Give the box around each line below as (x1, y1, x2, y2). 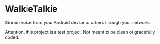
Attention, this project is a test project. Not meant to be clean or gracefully (5, 29, 155, 35)
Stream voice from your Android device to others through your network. (5, 20, 151, 25)
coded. (5, 34, 20, 40)
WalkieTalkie (5, 3, 58, 15)
